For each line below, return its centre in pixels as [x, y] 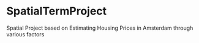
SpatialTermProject [57, 11]
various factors [25, 34]
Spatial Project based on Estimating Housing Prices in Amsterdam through [100, 28]
